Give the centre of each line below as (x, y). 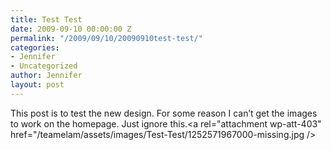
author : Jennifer (46, 76)
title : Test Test (46, 19)
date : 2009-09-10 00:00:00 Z (71, 29)
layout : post (37, 85)
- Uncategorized (44, 66)
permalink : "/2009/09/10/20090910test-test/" (106, 38)
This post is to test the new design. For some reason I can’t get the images (164, 113)
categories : (35, 47)
